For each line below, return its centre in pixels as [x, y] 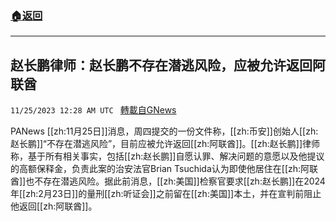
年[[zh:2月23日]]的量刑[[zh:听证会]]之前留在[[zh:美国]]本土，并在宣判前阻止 [166, 194]
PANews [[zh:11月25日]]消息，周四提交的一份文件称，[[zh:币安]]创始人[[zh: [164, 131]
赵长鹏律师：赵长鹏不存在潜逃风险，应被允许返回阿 [168, 65]
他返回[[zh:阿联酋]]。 [54, 206]
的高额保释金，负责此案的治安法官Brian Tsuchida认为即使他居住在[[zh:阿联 [164, 169]
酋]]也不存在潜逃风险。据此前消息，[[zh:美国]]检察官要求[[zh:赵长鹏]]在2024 [168, 181]
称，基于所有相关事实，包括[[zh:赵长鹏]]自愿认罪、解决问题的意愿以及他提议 [167, 156]
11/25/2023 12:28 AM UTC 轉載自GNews [93, 110]
